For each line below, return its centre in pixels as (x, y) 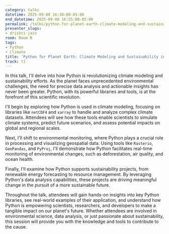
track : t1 (16, 61)
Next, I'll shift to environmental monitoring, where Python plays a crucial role (84, 138)
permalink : (17, 24)
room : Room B (19, 38)
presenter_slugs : (23, 29)
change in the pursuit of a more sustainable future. (58, 185)
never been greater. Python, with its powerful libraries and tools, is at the (80, 92)
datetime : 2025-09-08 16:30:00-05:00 (45, 15)
